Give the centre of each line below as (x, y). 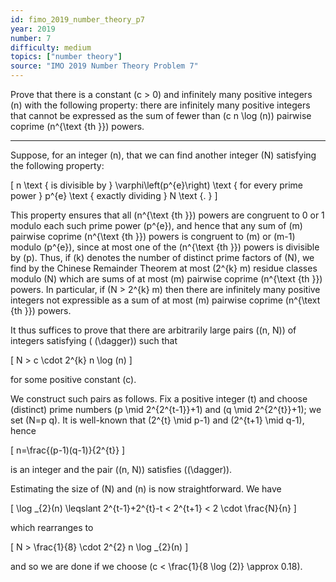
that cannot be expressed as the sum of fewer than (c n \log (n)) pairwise (161, 115)
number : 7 (31, 38)
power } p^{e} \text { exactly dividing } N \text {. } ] (114, 195)
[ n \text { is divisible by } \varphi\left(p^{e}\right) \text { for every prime (156, 185)
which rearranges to (52, 527)
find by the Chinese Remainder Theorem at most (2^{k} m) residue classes (164, 268)
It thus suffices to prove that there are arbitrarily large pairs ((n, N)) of (153, 330)
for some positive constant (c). (73, 379)
